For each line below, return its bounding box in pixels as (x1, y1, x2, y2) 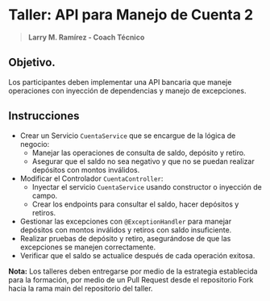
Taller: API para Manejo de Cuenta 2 (8, 6, 254, 24)
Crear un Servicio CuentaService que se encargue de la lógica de (19, 131, 236, 140)
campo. (31, 190, 58, 200)
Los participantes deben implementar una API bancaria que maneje (8, 77, 232, 86)
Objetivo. (8, 56, 56, 69)
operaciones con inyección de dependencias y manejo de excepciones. (8, 86, 247, 95)
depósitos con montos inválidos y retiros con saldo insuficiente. (19, 224, 232, 235)
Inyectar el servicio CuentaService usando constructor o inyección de (31, 182, 262, 191)
